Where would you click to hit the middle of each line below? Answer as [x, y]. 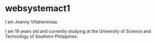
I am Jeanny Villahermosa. [32, 22]
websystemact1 [38, 8]
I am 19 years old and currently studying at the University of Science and [78, 31]
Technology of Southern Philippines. [41, 36]
